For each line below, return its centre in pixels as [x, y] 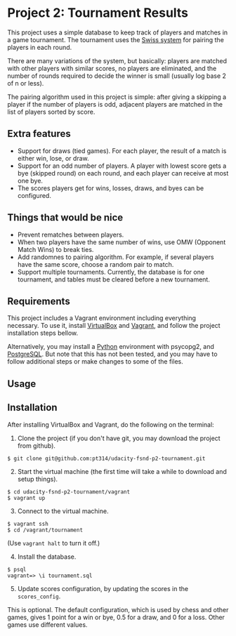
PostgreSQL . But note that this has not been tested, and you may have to [112, 354]
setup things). [38, 479]
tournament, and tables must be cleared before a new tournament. [114, 279]
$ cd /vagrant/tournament [45, 530]
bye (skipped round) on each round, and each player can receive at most [123, 173]
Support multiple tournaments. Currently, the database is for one [111, 272]
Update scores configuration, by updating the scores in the [103, 588]
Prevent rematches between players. [71, 234]
